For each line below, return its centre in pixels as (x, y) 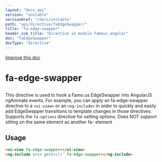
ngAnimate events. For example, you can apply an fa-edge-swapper (77, 100)
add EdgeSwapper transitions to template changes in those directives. (79, 111)
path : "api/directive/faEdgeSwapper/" (46, 24)
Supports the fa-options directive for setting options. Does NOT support (81, 116)
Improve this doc (23, 57)
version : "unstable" (27, 15)
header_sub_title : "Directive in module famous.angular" (67, 34)
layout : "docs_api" (26, 10)
